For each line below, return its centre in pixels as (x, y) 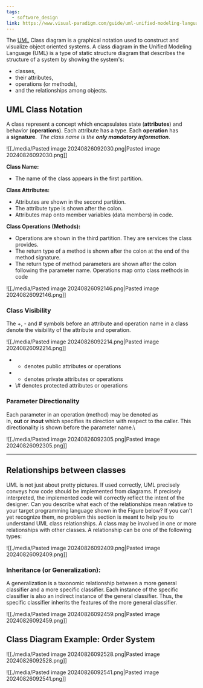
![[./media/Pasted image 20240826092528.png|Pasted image (83, 654)
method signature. (38, 258)
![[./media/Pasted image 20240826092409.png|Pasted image (83, 548)
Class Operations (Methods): (43, 227)
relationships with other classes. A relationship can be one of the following (99, 530)
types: (14, 536)
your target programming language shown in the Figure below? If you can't (99, 510)
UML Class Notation (44, 109)
